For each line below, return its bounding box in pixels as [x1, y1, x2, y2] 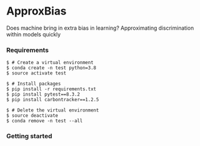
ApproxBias [6, 4, 67, 18]
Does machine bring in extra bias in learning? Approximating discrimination [6, 24, 195, 32]
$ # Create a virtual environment [6, 59, 94, 66]
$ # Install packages [6, 81, 61, 87]
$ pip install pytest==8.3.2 [6, 91, 80, 98]
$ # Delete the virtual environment [6, 107, 99, 113]
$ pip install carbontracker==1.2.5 [6, 97, 99, 103]
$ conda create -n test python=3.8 [6, 65, 97, 71]
